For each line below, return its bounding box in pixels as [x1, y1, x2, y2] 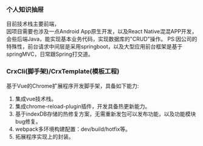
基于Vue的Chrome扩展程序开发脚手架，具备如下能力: [6, 82, 139, 89]
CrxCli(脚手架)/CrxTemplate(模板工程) [6, 67, 120, 76]
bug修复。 [15, 118, 41, 125]
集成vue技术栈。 [15, 95, 57, 102]
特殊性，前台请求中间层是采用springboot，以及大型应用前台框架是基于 [6, 43, 183, 50]
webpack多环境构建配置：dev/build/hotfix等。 [15, 125, 131, 133]
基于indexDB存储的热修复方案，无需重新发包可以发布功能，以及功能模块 [15, 110, 196, 118]
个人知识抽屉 [6, 5, 44, 13]
